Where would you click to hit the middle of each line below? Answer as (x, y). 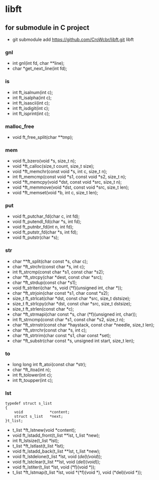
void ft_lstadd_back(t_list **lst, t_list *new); (56, 451)
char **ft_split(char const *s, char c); (50, 261)
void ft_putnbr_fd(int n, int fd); (43, 227)
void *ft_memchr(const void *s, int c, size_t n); (60, 172)
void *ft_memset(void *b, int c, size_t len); (55, 193)
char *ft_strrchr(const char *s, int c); (49, 330)
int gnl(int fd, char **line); (38, 63)
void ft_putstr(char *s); (36, 238)
